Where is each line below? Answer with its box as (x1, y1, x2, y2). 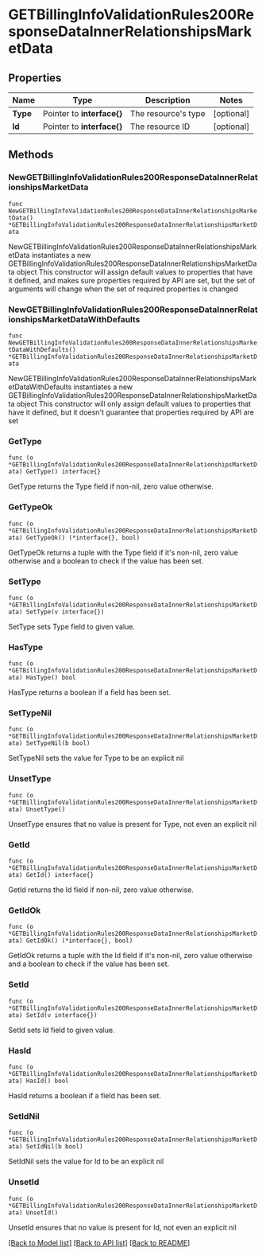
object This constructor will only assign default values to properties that (16, 399, 252, 408)
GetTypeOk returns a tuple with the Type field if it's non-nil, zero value (8, 548, 238, 557)
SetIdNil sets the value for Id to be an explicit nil (8, 1156, 164, 1167)
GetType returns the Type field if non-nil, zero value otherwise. (8, 481, 214, 491)
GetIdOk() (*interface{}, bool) (25, 937, 133, 945)
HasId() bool (25, 1077, 69, 1085)
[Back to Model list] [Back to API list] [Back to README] (8, 1237, 191, 1247)
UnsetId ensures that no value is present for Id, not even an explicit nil (8, 1222, 237, 1232)
